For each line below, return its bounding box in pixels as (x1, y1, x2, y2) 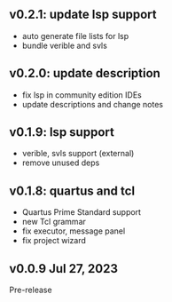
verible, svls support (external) (21, 148, 135, 159)
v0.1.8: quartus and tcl (9, 183, 136, 198)
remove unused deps (21, 157, 100, 168)
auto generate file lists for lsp (21, 30, 129, 41)
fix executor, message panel (21, 226, 126, 236)
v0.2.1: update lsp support (9, 7, 157, 22)
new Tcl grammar (21, 217, 87, 227)
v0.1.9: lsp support (9, 124, 115, 140)
